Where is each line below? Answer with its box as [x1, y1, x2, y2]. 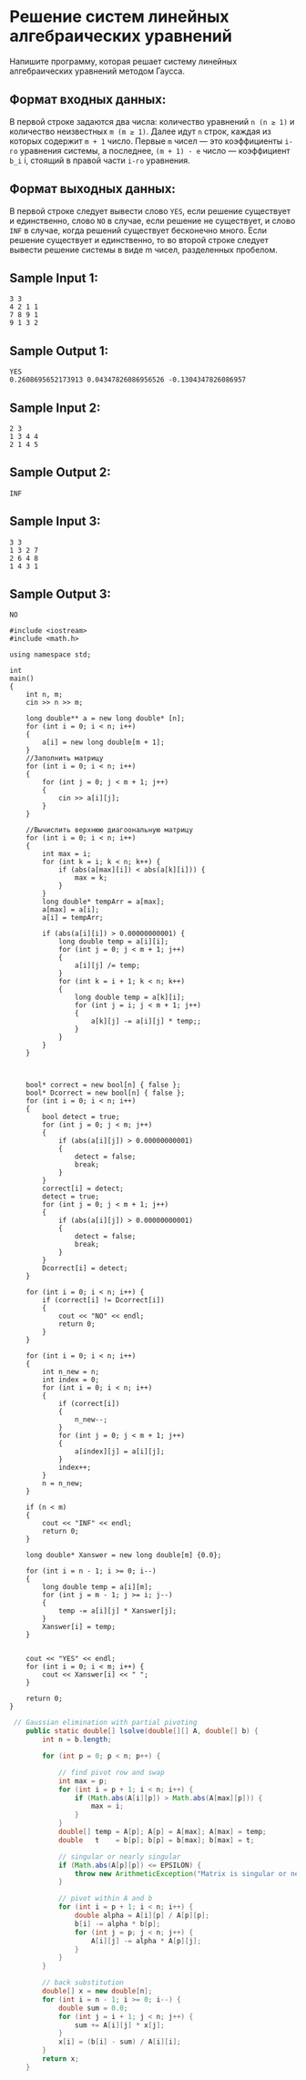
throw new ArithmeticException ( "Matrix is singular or [74, 1869, 287, 1878]
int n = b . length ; [42, 1735, 112, 1745]
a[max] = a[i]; [42, 905, 100, 914]
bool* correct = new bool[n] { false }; [25, 1081, 181, 1090]
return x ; [42, 2055, 79, 2064]
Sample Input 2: [9, 400, 101, 415]
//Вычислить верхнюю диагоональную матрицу [25, 826, 194, 835]
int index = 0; [42, 1375, 100, 1385]
